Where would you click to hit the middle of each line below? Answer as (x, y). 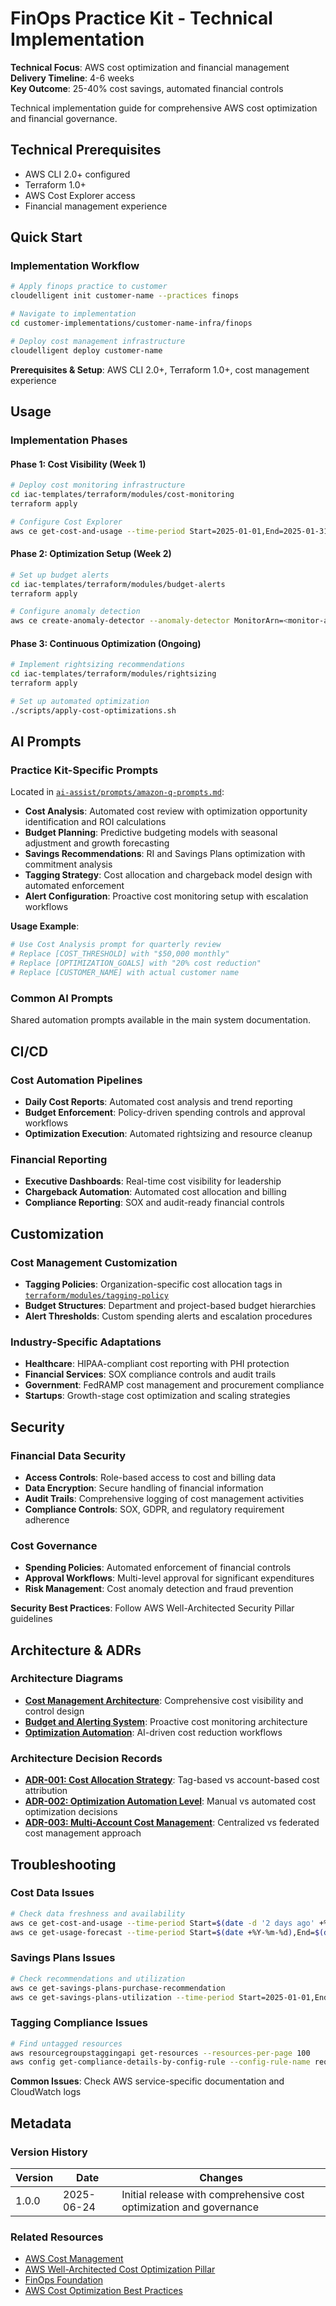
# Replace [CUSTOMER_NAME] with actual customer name (125, 973)
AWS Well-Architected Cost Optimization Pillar (120, 2269)
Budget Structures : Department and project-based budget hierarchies (170, 1305)
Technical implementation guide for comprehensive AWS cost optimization (164, 108)
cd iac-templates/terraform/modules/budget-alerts (118, 584)
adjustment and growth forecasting (97, 843)
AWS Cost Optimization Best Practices (103, 2291)
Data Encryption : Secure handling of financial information (144, 1488)
